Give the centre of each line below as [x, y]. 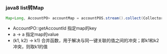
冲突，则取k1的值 [30, 47]
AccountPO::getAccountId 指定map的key [55, 28]
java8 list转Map [25, 7]
